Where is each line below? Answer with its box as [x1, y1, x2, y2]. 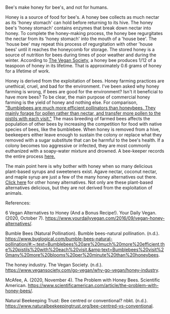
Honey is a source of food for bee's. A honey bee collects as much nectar [5, 14, 160, 20]
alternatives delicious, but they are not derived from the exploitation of [5, 185, 153, 191]
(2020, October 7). [5, 215, 45, 221]
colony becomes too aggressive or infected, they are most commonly [5, 143, 151, 149]
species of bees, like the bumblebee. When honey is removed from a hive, [5, 126, 160, 132]
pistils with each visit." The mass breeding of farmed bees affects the [5, 116, 151, 121]
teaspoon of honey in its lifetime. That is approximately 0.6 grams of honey [5, 63, 162, 68]
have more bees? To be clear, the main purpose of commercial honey [5, 94, 151, 100]
